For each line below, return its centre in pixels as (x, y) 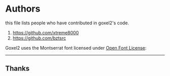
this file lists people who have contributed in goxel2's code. (67, 23)
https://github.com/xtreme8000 (46, 32)
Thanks (17, 69)
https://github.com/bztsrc (39, 38)
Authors (23, 9)
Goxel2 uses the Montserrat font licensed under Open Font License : (76, 48)
